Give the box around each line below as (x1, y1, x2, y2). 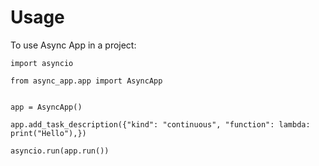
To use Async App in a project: (10, 39, 137, 51)
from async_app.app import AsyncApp (10, 76, 163, 86)
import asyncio (10, 58, 74, 68)
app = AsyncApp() (10, 102, 83, 112)
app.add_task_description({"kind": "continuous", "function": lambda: (10, 119, 311, 130)
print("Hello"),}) (10, 128, 87, 138)
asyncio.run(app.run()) (10, 146, 110, 156)
